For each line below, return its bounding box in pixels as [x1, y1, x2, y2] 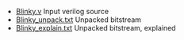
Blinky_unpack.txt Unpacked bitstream [15, 15, 141, 24]
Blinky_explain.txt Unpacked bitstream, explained [15, 24, 176, 32]
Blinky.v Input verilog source [15, 7, 109, 16]
